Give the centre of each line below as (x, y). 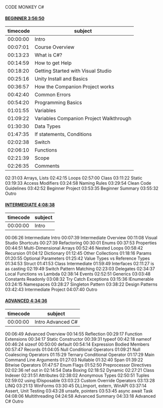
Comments (47, 166)
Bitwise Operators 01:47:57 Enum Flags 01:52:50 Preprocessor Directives (78, 365)
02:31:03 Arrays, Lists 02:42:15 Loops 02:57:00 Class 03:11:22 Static (74, 178)
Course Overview (54, 47)
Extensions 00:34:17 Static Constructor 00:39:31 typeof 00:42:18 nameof (78, 339)
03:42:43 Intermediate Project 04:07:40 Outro (51, 290)
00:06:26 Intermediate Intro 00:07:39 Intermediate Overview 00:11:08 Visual (81, 238)
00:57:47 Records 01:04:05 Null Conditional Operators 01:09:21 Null (73, 349)
